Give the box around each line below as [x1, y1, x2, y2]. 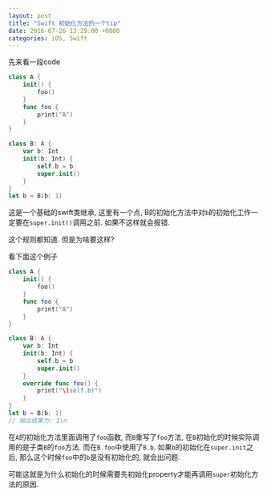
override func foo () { [22, 379, 99, 388]
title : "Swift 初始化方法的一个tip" [8, 19, 122, 27]
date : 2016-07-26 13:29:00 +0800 [8, 26, 120, 35]
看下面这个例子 [8, 252, 58, 262]
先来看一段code [8, 57, 61, 67]
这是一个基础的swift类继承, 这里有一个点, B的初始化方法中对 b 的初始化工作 [8, 208, 251, 218]
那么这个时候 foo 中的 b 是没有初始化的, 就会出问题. [18, 452, 180, 461]
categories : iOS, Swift [8, 34, 88, 43]
